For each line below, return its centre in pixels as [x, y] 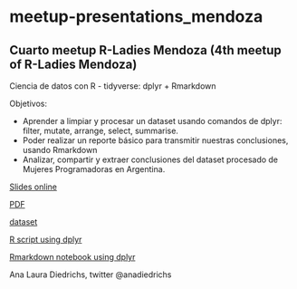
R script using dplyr [46, 239]
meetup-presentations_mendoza [136, 17]
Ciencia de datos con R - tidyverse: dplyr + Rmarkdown [113, 86]
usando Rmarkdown [60, 150]
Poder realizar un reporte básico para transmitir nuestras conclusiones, [155, 140]
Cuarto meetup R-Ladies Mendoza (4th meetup [146, 50]
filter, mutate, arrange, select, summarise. [101, 130]
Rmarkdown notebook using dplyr [72, 257]
